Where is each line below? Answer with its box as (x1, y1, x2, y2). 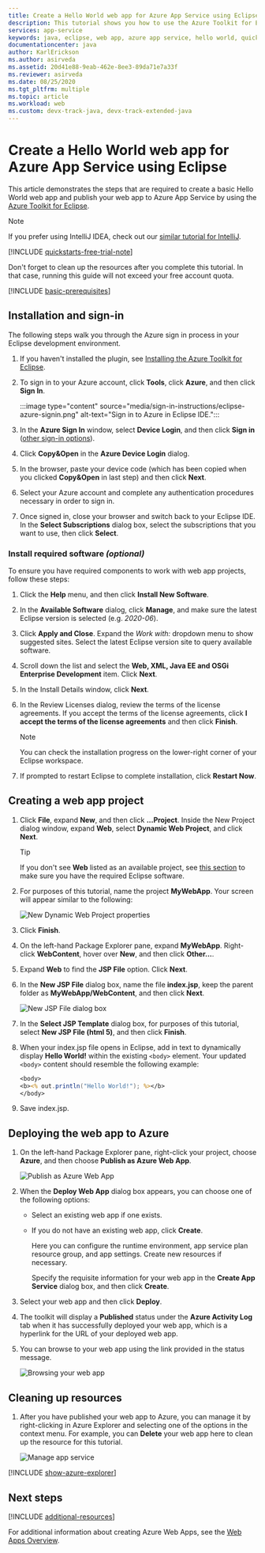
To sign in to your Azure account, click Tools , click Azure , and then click (19, 377, 256, 387)
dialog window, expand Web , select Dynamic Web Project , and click (19, 824, 243, 833)
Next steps (8, 1491, 63, 1504)
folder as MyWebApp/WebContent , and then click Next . (19, 988, 205, 998)
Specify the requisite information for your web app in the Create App (31, 1273, 256, 1282)
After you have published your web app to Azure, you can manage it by (19, 1412, 251, 1422)
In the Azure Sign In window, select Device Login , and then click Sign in (19, 425, 255, 434)
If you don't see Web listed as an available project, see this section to (19, 862, 246, 872)
